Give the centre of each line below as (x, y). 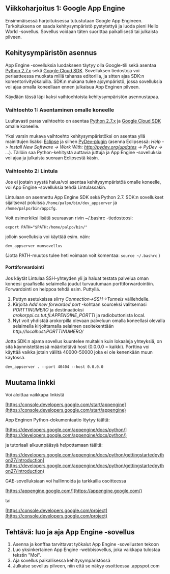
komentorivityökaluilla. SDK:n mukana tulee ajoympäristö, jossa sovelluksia (84, 81)
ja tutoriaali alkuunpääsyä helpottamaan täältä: (54, 445)
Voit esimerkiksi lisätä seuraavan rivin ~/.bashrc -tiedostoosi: (69, 218)
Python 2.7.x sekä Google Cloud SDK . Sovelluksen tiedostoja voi (73, 70)
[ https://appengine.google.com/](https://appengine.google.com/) (74, 491)
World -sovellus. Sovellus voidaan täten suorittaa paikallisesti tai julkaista (82, 31)
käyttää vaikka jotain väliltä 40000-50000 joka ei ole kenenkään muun (79, 352)
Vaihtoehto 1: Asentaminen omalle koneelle (60, 110)
